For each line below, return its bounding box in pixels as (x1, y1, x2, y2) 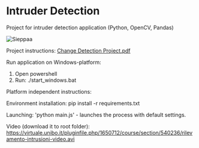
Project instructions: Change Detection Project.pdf (6, 47, 131, 54)
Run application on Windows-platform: (6, 58, 101, 66)
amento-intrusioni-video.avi (6, 135, 75, 143)
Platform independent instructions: (6, 88, 92, 95)
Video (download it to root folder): (6, 122, 90, 129)
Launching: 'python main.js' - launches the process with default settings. (6, 111, 186, 118)
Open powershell (14, 70, 58, 77)
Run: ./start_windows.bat (14, 76, 77, 84)
